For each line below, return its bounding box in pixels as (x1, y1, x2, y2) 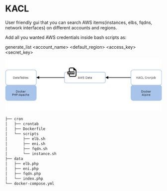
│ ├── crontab (5, 121, 39, 127)
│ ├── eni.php (5, 166, 39, 172)
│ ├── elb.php (5, 161, 39, 167)
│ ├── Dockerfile (5, 126, 46, 132)
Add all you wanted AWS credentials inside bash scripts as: (5, 34, 127, 40)
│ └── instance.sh (5, 151, 57, 157)
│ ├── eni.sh (5, 141, 46, 147)
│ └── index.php (5, 176, 43, 182)
